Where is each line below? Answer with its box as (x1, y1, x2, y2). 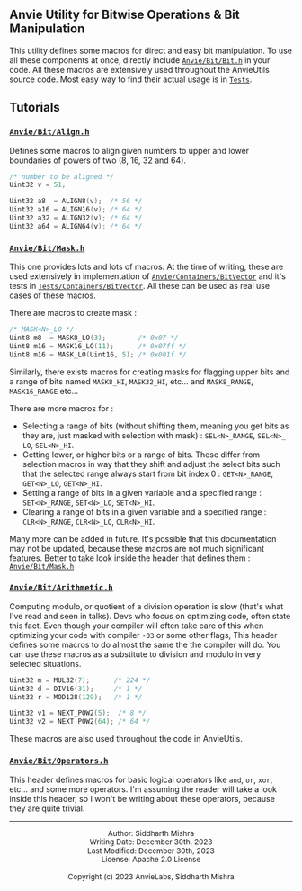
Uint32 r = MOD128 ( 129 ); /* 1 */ (9, 692, 143, 701)
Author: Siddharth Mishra (107, 828, 195, 838)
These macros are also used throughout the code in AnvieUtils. (9, 733, 243, 744)
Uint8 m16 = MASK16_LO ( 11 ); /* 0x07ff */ (9, 341, 187, 350)
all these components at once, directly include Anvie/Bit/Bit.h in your (9, 54, 271, 66)
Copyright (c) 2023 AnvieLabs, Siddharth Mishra (67, 872, 235, 882)
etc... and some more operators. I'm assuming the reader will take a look (9, 783, 277, 795)
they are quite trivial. (9, 803, 85, 814)
